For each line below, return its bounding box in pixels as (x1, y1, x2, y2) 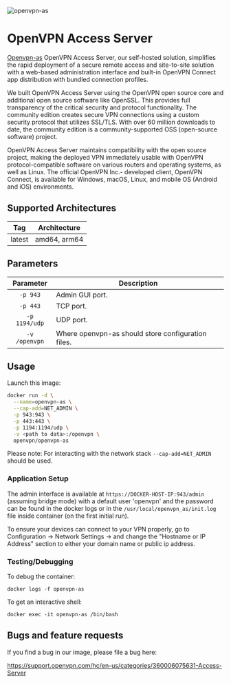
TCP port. (56, 301, 87, 311)
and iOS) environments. (7, 182, 74, 191)
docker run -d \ (7, 392, 54, 399)
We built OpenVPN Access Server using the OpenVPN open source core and (7, 88, 224, 96)
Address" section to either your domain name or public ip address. (7, 539, 196, 547)
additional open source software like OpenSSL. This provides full (7, 96, 190, 104)
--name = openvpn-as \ (13, 399, 72, 406)
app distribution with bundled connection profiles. (7, 75, 148, 83)
